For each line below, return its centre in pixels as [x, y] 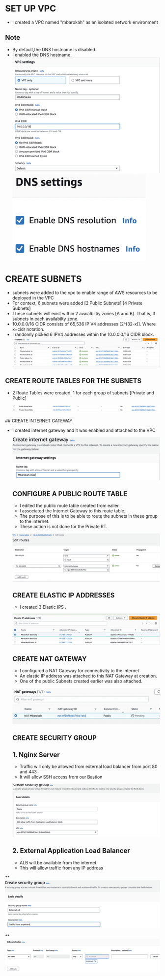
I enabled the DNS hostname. [42, 55]
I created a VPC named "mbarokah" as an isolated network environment [85, 22]
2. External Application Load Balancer [71, 851]
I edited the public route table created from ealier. [70, 506]
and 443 [28, 772]
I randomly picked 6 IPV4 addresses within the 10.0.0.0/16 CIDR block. [83, 334]
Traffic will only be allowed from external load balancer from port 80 [89, 767]
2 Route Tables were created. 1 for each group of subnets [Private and [83, 393]
